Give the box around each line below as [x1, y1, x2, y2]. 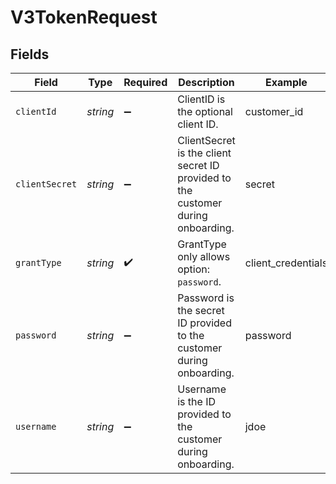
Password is [177, 291, 235, 305]
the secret [177, 304, 225, 317]
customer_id [244, 105, 304, 118]
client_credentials [244, 256, 328, 270]
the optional [177, 105, 233, 118]
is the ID [177, 395, 216, 408]
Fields [10, 46, 50, 63]
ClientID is [177, 92, 226, 106]
